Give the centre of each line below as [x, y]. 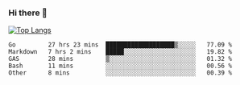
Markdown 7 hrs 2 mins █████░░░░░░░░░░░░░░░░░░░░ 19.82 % [120, 52]
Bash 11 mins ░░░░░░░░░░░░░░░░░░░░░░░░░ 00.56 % [120, 66]
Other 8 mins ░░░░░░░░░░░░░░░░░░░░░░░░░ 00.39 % [120, 73]
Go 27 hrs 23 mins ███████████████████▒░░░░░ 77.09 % [120, 45]
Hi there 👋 [28, 13]
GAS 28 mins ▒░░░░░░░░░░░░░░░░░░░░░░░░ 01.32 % [120, 59]
